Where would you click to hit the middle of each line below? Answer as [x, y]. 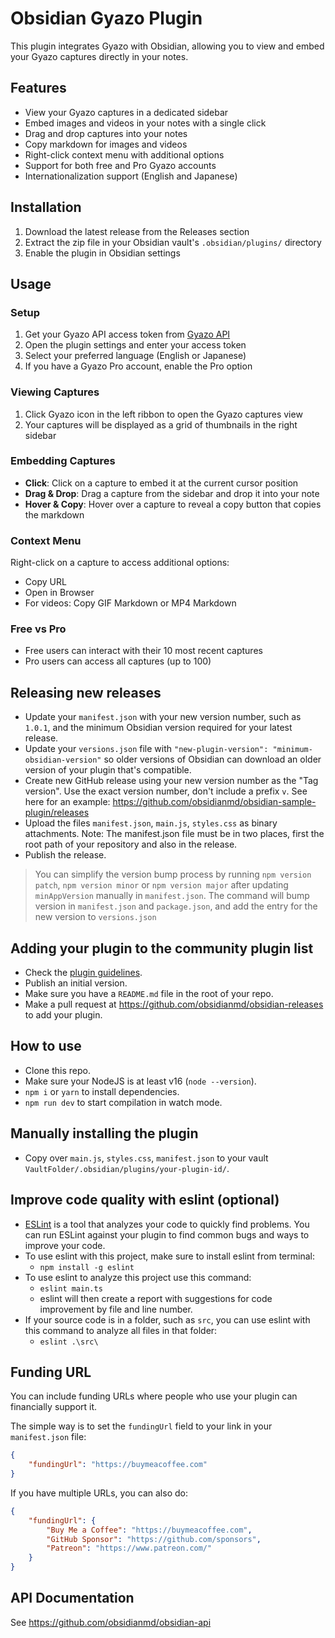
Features [38, 88]
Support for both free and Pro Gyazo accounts [120, 165]
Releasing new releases [86, 692]
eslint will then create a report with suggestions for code [156, 1298]
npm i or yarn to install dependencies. [102, 1091]
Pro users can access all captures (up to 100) [118, 661]
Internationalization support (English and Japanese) [131, 176]
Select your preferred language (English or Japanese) [135, 356]
